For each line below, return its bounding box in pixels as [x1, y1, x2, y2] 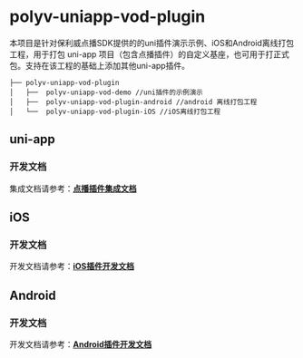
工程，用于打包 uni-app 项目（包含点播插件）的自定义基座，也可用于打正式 [9, 48, 290, 60]
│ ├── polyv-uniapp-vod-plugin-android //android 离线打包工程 [9, 97, 258, 106]
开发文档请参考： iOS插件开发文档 [9, 261, 134, 272]
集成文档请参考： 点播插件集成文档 [9, 183, 137, 194]
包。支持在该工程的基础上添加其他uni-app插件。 [9, 60, 191, 71]
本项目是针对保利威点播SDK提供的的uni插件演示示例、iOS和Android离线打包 [9, 37, 295, 48]
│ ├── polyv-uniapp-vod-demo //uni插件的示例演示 [9, 88, 203, 97]
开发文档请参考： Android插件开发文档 [9, 339, 152, 350]
